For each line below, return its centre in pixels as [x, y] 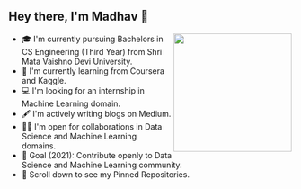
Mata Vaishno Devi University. [77, 61]
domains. [38, 146]
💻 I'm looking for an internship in [83, 90]
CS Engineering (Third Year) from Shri [92, 51]
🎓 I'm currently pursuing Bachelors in [92, 39]
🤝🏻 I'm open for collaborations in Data [92, 126]
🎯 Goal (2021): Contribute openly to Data [97, 155]
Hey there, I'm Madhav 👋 [79, 17]
